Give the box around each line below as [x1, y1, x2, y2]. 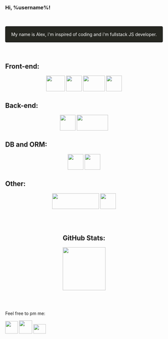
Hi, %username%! [5, 4, 51, 11]
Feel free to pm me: [5, 310, 45, 316]
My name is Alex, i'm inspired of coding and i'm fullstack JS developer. [11, 32, 157, 38]
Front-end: [5, 62, 39, 70]
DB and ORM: [5, 140, 47, 149]
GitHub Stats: [62, 234, 106, 242]
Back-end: [5, 101, 38, 109]
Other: [5, 180, 26, 188]
